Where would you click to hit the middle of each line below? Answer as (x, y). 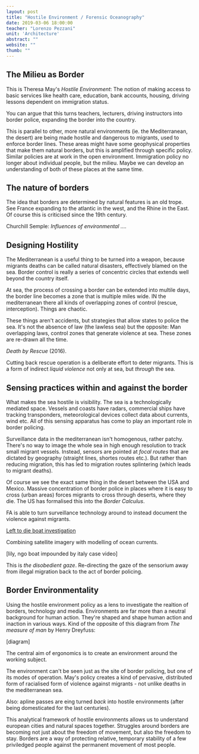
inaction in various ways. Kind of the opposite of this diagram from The (93, 623)
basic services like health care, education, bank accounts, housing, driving (98, 95)
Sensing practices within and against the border (97, 388)
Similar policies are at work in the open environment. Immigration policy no (97, 156)
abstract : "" (22, 39)
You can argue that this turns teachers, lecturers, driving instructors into (94, 113)
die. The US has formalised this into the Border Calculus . (75, 501)
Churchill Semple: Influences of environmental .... (67, 226)
